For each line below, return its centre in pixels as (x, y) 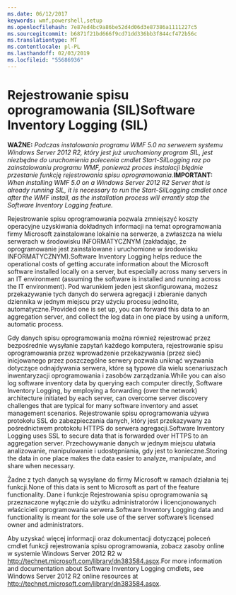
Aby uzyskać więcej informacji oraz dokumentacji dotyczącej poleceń (109, 538)
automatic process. (35, 324)
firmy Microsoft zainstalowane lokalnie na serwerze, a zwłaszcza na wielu (115, 234)
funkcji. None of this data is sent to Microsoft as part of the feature (104, 487)
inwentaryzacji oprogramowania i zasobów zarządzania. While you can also (117, 375)
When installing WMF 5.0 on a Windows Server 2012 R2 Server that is (109, 182)
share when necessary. (41, 465)
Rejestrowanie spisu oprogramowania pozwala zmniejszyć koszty (103, 219)
